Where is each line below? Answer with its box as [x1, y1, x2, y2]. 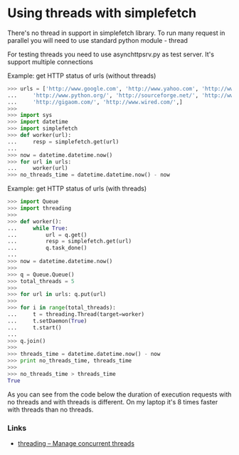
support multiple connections [7, 57, 94, 66]
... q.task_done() [7, 245, 87, 252]
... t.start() [7, 324, 62, 331]
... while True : [7, 225, 69, 232]
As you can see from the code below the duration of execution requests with [7, 390, 232, 399]
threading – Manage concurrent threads [17, 439, 135, 447]
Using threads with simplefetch [7, 5, 197, 21]
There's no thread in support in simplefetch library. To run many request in [7, 29, 225, 37]
